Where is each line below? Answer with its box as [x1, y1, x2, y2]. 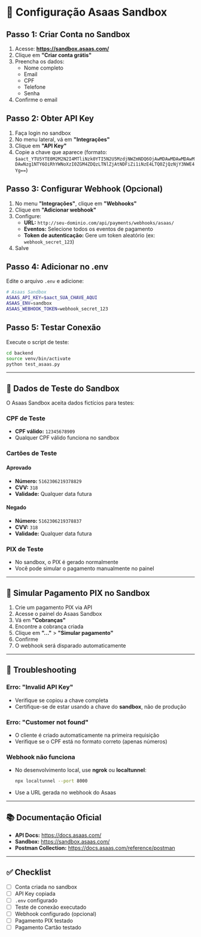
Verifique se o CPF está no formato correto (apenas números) [14, 737, 167, 745]
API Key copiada [14, 890, 56, 897]
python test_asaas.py [6, 361, 60, 367]
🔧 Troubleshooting [6, 665, 77, 675]
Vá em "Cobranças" [14, 616, 66, 623]
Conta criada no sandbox [14, 883, 78, 890]
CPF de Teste [6, 414, 46, 423]
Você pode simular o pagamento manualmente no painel [14, 565, 154, 572]
